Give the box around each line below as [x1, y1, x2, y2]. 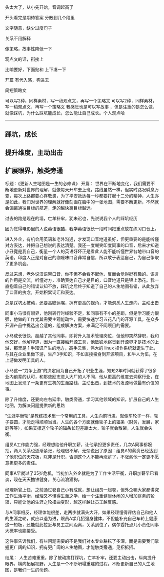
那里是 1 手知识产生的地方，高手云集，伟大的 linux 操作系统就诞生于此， [13, 345, 158, 351]
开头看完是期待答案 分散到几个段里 [5, 15, 75, 21]
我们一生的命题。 [18, 567, 52, 573]
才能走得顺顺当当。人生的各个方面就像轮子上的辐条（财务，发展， [21, 419, 155, 424]
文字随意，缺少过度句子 [5, 25, 52, 31]
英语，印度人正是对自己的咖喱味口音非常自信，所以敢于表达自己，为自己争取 [5, 254, 159, 260]
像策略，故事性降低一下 [5, 46, 52, 51]
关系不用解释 [5, 36, 31, 41]
